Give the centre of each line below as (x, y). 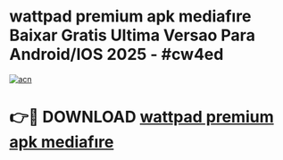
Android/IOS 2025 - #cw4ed (117, 55)
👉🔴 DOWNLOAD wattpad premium (141, 117)
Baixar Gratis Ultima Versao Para (133, 35)
